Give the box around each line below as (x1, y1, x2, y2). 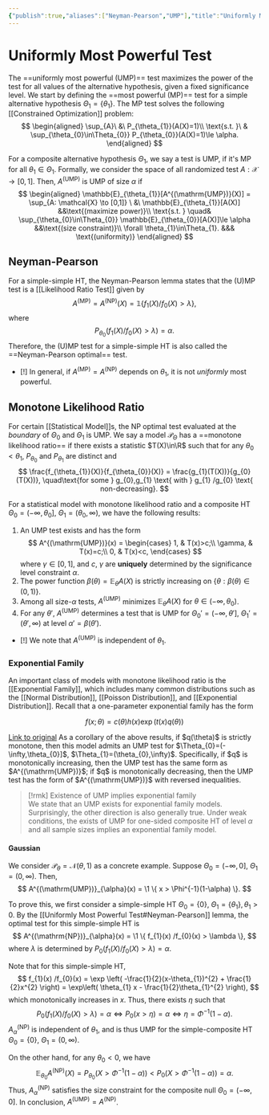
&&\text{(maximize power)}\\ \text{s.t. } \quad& (57, 206, 212, 215)
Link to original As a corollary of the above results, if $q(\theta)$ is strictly (8, 733, 252, 742)
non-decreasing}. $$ (99, 484, 170, 493)
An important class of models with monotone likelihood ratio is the (8, 676, 227, 685)
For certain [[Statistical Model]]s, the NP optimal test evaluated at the (8, 422, 237, 431)
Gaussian (8, 843, 41, 852)
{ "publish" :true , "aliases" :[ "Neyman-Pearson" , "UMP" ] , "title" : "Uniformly (8, 11, 256, 20)
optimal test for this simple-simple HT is (8, 919, 140, 929)
